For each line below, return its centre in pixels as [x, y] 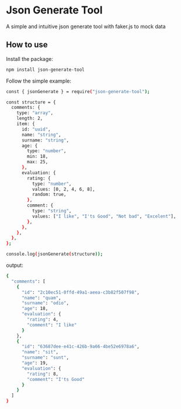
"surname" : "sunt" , [45, 358]
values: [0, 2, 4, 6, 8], [63, 189]
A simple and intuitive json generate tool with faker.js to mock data [86, 26]
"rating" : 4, [43, 319]
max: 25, [38, 162]
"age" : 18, [35, 309]
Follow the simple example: [39, 81]
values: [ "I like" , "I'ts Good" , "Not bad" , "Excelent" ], [104, 216]
